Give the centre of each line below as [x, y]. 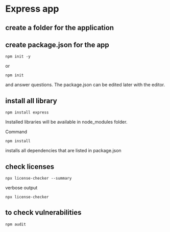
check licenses [30, 167]
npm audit [16, 224]
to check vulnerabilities [43, 212]
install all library [31, 100]
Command [16, 132]
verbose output [21, 188]
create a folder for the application [59, 28]
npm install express [27, 112]
